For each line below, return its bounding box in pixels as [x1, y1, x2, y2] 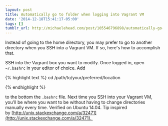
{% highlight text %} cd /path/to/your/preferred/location [5, 75, 121, 81]
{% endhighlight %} [5, 84, 46, 90]
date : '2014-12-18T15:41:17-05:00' [5, 16, 79, 21]
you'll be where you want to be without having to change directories [5, 99, 145, 105]
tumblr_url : [5, 26, 30, 31]
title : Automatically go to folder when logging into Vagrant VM [5, 12, 144, 17]
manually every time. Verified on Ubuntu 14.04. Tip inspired [5, 105, 127, 111]
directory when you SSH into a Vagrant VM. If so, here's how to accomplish [5, 45, 160, 51]
